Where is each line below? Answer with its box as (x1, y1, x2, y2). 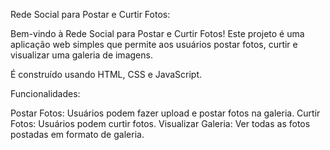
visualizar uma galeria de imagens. (10, 49, 153, 61)
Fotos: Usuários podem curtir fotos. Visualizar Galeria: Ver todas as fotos (10, 118, 311, 129)
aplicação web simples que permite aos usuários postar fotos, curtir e (10, 39, 298, 50)
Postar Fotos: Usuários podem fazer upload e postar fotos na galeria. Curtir (10, 107, 321, 119)
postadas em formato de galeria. (10, 129, 145, 140)
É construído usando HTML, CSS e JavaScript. (10, 69, 203, 80)
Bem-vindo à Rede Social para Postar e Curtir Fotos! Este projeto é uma (10, 28, 305, 39)
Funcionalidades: (10, 88, 81, 99)
